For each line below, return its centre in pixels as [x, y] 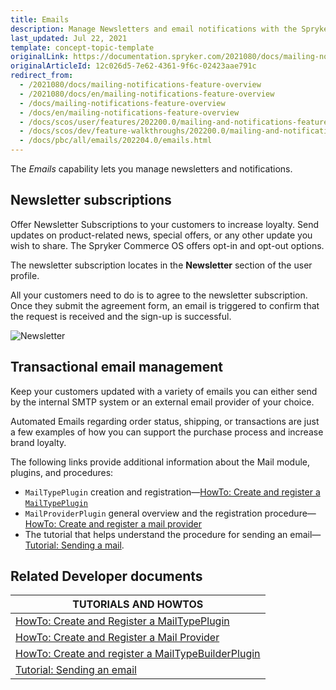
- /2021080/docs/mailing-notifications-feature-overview [140, 85]
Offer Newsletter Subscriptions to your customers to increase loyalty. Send [165, 224]
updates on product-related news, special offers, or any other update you [161, 235]
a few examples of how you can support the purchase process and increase [167, 432]
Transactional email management [116, 367]
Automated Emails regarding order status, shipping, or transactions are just [165, 421]
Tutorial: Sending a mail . [74, 545]
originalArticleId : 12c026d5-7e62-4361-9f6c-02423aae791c [133, 66]
